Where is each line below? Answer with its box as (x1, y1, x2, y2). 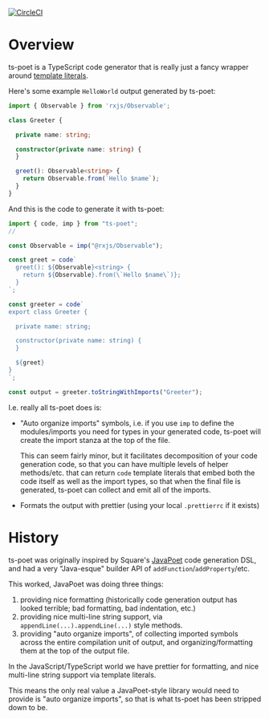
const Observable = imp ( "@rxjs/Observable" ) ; (8, 242, 163, 250)
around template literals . (8, 71, 88, 80)
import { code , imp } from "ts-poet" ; (8, 219, 138, 228)
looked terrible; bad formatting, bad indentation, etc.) (19, 603, 197, 613)
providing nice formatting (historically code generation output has (19, 595, 238, 604)
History (8, 528, 59, 546)
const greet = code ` (8, 256, 78, 264)
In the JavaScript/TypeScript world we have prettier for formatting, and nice (8, 661, 259, 671)
